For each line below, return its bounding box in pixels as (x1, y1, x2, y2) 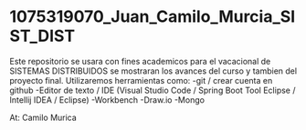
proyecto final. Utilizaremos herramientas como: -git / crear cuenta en (9, 75, 273, 85)
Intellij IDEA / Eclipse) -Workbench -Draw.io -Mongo (9, 94, 206, 105)
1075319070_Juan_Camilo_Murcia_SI (9, 6, 296, 27)
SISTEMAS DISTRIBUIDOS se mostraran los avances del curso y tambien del (9, 65, 298, 76)
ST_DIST (9, 25, 76, 46)
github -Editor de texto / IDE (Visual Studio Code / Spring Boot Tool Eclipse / (9, 85, 296, 95)
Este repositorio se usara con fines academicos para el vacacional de (9, 55, 271, 66)
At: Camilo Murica (9, 112, 78, 123)
